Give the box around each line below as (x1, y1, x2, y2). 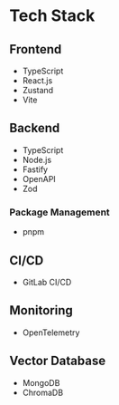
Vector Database (9, 353, 106, 369)
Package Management (9, 206, 110, 218)
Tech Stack (9, 5, 96, 26)
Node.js (22, 154, 52, 165)
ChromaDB (22, 387, 64, 398)
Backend (9, 121, 60, 136)
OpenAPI (22, 173, 56, 184)
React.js (22, 75, 53, 86)
